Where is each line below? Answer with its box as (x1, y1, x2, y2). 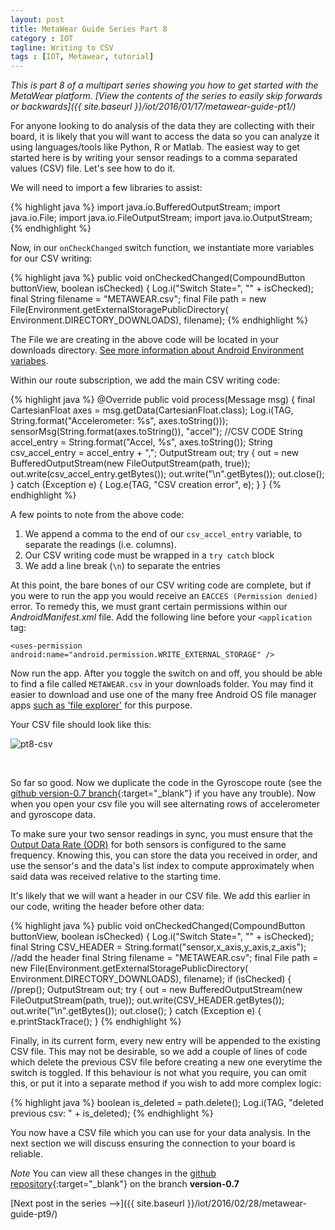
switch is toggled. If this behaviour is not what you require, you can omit (10, 1067, 307, 1079)
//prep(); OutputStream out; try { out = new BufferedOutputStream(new (10, 984, 303, 996)
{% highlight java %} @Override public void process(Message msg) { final (10, 394, 316, 406)
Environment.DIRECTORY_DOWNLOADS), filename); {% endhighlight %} (10, 314, 309, 326)
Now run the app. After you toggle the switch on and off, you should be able (10, 667, 323, 680)
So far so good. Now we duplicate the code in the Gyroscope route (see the (10, 777, 322, 789)
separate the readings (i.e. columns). (24, 539, 177, 551)
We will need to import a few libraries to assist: (10, 182, 203, 194)
